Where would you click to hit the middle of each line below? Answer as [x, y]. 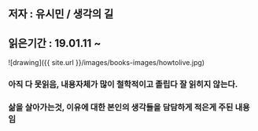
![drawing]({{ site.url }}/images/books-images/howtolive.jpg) [107, 63]
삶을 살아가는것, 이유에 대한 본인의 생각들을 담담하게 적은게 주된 [121, 107]
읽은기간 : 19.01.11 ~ [55, 43]
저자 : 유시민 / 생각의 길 [61, 14]
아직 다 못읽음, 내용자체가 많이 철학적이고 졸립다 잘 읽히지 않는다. [123, 85]
